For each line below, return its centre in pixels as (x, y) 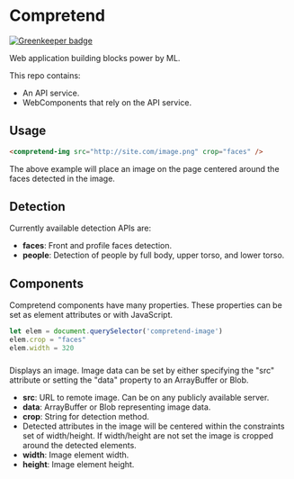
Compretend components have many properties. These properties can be (146, 305)
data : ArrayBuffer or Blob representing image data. (116, 407)
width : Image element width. (76, 455)
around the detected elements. (79, 445)
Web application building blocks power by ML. (95, 58)
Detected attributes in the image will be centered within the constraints (153, 426)
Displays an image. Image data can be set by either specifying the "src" (142, 370)
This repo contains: (45, 75)
